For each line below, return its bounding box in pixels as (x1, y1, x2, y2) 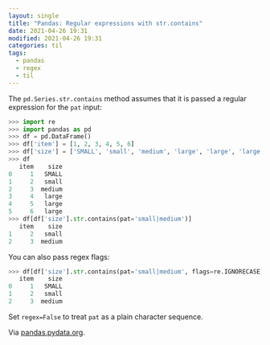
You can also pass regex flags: (8, 252, 110, 261)
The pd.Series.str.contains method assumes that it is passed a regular (8, 93, 247, 103)
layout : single (8, 11, 59, 20)
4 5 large (8, 200, 63, 208)
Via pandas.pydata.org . (8, 327, 86, 337)
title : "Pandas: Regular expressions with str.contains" (8, 19, 203, 27)
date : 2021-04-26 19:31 (8, 27, 88, 35)
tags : (8, 49, 27, 57)
